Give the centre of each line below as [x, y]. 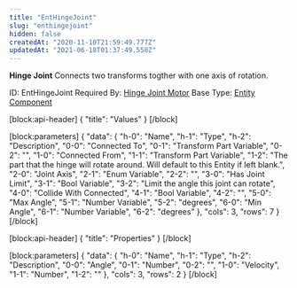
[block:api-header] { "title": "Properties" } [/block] [101, 238]
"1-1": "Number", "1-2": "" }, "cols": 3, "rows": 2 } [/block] [113, 275]
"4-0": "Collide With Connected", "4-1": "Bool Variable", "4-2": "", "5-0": [141, 193]
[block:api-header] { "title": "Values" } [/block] [94, 120]
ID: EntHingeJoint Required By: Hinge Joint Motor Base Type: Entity [132, 93]
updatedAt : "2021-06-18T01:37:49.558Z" [83, 51]
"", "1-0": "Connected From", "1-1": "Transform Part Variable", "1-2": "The [155, 155]
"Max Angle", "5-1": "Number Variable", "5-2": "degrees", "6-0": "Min [135, 202]
